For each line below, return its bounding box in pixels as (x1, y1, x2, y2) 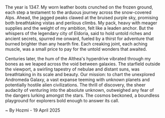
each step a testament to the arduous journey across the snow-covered (5, 9, 152, 15)
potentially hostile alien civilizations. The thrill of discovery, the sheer (5, 82, 146, 88)
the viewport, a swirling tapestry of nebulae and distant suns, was (5, 66, 140, 72)
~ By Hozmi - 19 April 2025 (5, 107, 60, 113)
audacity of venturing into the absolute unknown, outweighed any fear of (5, 87, 154, 93)
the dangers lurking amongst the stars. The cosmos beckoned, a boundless (5, 92, 160, 98)
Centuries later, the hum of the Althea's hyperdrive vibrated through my (5, 56, 151, 61)
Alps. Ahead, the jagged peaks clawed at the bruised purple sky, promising (5, 15, 159, 20)
